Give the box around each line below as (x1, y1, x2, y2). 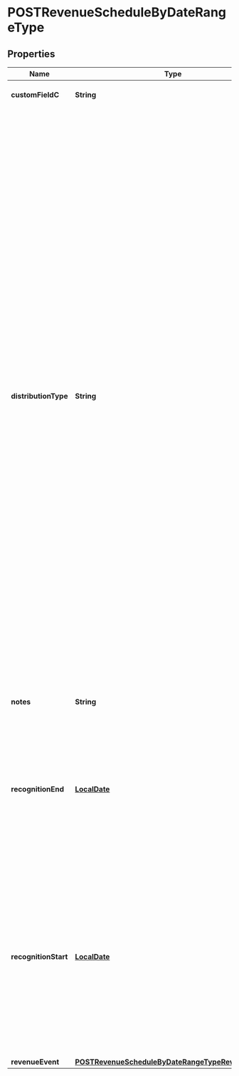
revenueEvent (11, 1057, 60, 1067)
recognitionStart (11, 952, 68, 961)
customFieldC (11, 90, 59, 100)
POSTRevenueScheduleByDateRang (7, 4, 226, 21)
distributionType (11, 391, 68, 401)
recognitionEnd (11, 784, 65, 794)
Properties (7, 48, 55, 60)
